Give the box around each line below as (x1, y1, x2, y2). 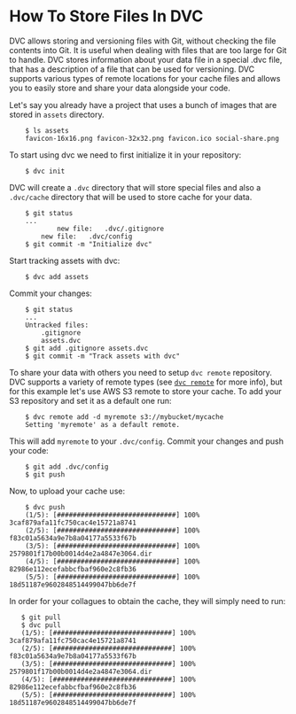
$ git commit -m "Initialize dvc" (25, 239, 152, 249)
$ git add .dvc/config (25, 462, 109, 471)
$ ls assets (25, 126, 69, 135)
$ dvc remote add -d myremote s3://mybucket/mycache (25, 412, 224, 422)
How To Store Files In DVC (9, 6, 204, 27)
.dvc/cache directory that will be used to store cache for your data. (9, 191, 253, 202)
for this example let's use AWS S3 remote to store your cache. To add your (9, 385, 282, 396)
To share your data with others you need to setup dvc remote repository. (9, 367, 273, 377)
